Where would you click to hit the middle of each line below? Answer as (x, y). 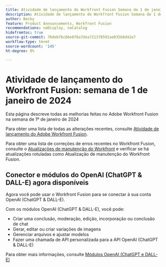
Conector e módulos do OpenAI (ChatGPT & (74, 175)
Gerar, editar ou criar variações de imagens (57, 229)
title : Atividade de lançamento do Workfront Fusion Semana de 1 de (77, 10)
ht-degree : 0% (20, 51)
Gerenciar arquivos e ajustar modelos (51, 234)
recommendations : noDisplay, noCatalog (47, 28)
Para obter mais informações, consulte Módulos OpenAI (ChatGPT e (75, 255)
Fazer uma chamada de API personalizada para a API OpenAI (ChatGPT (85, 240)
